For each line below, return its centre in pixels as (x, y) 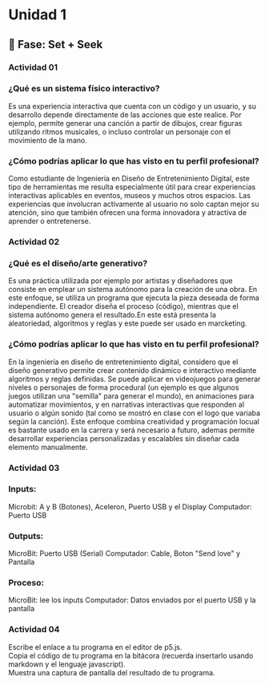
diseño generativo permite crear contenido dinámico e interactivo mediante (132, 370)
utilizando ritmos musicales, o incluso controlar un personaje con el (119, 132)
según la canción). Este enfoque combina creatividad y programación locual (134, 421)
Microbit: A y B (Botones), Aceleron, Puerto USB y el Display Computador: (130, 506)
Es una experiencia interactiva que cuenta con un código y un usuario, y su (132, 106)
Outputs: (26, 536)
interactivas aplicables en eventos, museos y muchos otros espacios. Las (129, 196)
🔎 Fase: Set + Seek (56, 45)
